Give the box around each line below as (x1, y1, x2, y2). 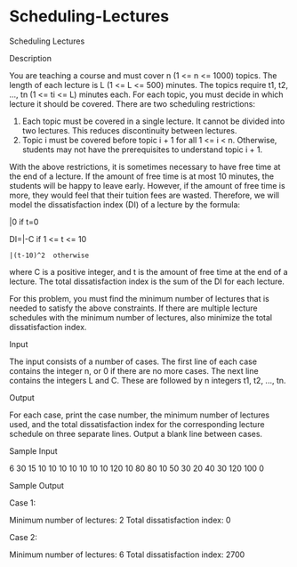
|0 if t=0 (9, 216, 39, 227)
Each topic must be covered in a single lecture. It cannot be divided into (21, 116, 285, 126)
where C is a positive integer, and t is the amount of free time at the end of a (9, 266, 288, 277)
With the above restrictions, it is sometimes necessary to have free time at (9, 161, 281, 172)
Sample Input (9, 445, 58, 456)
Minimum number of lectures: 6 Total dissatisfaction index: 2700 (9, 549, 245, 560)
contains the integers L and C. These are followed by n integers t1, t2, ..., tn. (9, 375, 286, 385)
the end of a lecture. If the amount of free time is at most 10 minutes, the (9, 171, 274, 182)
